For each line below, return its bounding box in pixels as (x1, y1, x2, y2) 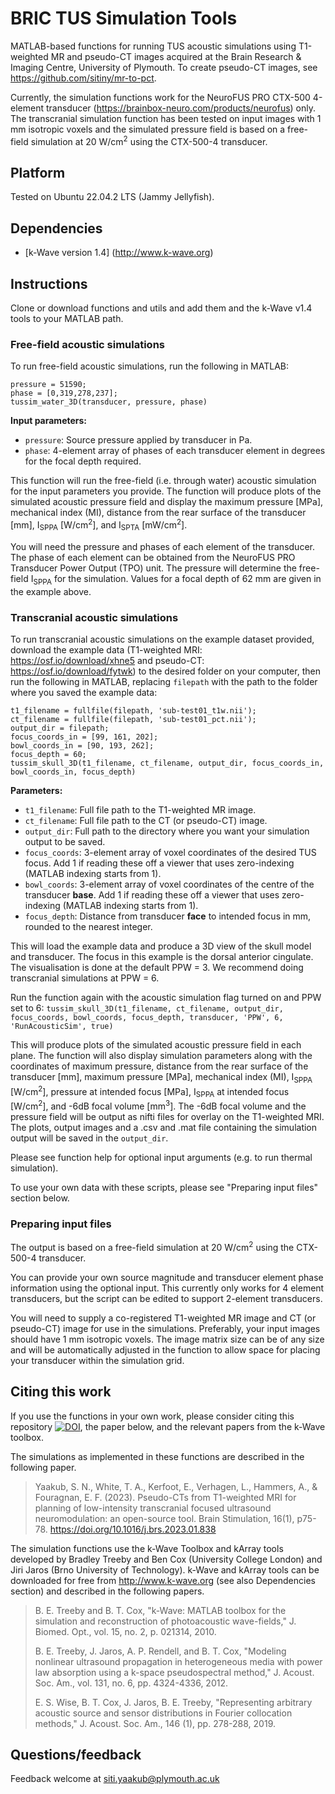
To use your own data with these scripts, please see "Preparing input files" (10, 1181, 319, 1193)
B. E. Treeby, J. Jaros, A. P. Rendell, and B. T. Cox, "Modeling (34, 1645, 287, 1657)
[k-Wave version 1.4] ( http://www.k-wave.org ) (24, 247, 214, 259)
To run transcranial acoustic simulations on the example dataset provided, (10, 633, 315, 645)
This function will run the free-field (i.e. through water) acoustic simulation (10, 475, 317, 487)
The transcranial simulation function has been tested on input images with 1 (10, 112, 322, 124)
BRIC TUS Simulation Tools (10, 7, 238, 30)
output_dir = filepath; (10, 723, 110, 733)
